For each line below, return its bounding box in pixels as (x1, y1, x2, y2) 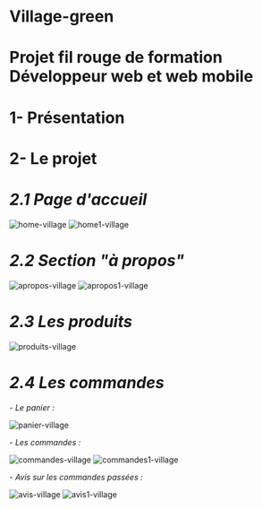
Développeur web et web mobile (9, 66, 254, 87)
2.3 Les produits (9, 311, 132, 332)
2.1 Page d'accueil (9, 189, 148, 210)
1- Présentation (9, 108, 125, 127)
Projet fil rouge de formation (9, 47, 224, 68)
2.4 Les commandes (9, 372, 165, 393)
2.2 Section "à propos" (9, 250, 185, 271)
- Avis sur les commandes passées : (9, 471, 143, 482)
